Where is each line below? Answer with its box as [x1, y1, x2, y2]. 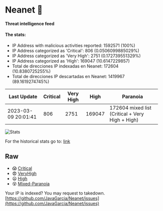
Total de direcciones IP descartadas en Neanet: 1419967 [12, 73, 125, 79]
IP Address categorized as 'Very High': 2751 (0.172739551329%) [12, 53, 141, 59]
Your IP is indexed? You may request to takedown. [5, 190, 105, 196]
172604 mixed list [109, 104, 152, 111]
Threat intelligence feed [5, 20, 55, 26]
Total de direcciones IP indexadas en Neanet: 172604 [12, 63, 119, 69]
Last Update [9, 93, 38, 100]
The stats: [5, 32, 26, 38]
